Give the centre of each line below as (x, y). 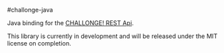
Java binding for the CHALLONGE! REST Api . (70, 23)
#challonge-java (30, 10)
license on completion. (39, 43)
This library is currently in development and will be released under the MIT (112, 36)
